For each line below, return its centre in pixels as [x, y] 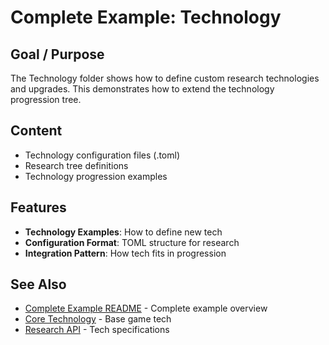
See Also [38, 284]
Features [38, 207]
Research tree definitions [76, 165]
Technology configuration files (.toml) [102, 155]
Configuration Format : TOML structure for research [132, 242]
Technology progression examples [96, 176]
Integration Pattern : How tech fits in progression [125, 253]
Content [36, 131]
